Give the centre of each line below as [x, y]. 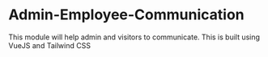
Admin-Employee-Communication [126, 15]
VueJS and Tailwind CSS [50, 45]
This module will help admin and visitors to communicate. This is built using [134, 37]
